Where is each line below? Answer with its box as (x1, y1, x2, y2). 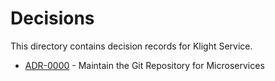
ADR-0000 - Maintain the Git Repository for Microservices (24, 59, 265, 71)
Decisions (10, 7, 95, 30)
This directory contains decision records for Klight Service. (10, 40, 253, 52)
